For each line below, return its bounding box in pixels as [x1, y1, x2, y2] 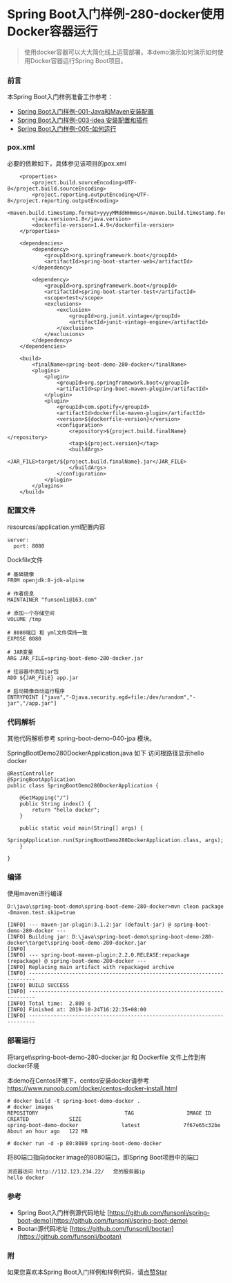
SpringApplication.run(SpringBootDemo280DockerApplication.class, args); [7, 837, 224, 844]
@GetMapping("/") [19, 794, 70, 801]
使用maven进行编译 [7, 889, 63, 898]
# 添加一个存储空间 [7, 609, 55, 617]
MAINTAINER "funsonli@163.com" [7, 596, 97, 603]
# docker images [7, 1103, 54, 1110]
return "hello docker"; [32, 807, 100, 814]
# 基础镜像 [7, 570, 35, 577]
